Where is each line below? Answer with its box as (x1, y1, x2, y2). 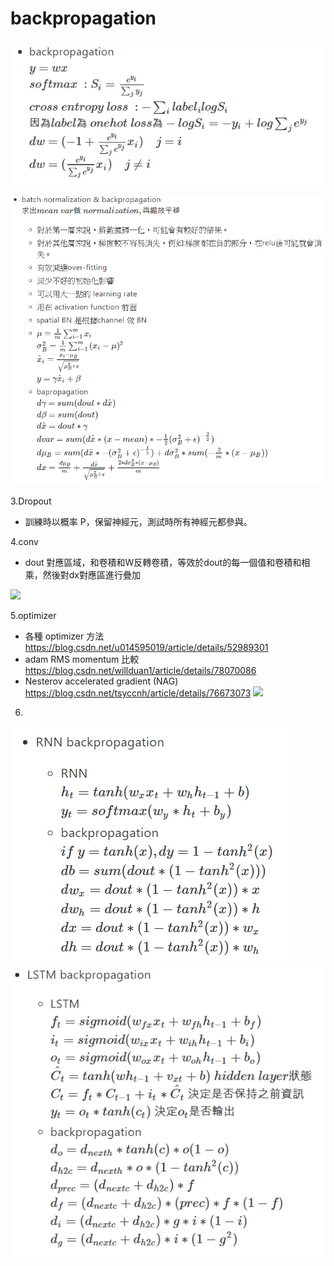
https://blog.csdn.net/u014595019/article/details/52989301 (24, 642, 269, 654)
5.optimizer (10, 610, 57, 622)
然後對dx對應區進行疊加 (42, 569, 142, 581)
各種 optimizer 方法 (24, 630, 105, 642)
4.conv (10, 536, 39, 548)
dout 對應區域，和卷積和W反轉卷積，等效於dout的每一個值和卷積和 (24, 557, 302, 569)
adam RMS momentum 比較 (24, 653, 140, 666)
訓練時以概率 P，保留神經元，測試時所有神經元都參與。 (24, 516, 253, 528)
